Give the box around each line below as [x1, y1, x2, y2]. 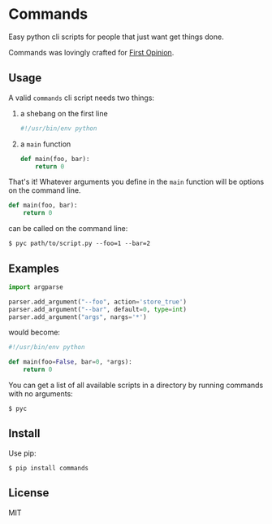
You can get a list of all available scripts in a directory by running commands [8, 380, 264, 391]
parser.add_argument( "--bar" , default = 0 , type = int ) [8, 305, 187, 313]
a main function [19, 139, 71, 149]
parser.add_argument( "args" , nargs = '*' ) [8, 312, 148, 321]
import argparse [8, 282, 63, 291]
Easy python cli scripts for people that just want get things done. [8, 32, 225, 41]
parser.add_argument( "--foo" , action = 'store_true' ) [8, 298, 187, 306]
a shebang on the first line [19, 108, 108, 118]
